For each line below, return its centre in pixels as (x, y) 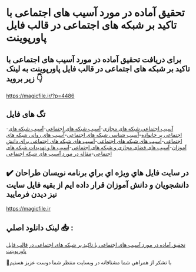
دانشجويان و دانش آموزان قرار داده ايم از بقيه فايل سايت (98, 185)
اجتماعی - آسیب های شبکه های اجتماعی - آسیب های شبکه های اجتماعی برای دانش (94, 141)
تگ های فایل (26, 114)
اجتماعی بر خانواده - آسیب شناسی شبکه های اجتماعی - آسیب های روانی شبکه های (94, 135)
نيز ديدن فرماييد (31, 194)
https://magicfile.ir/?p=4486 (40, 96)
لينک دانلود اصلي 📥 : (40, 228)
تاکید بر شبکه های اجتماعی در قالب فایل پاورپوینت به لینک (98, 69)
